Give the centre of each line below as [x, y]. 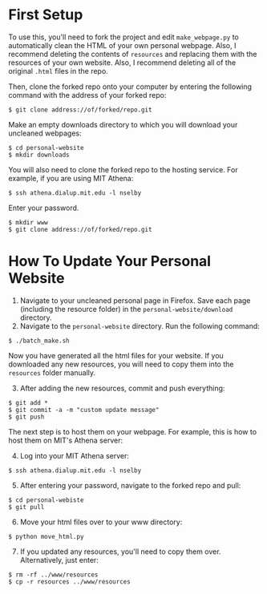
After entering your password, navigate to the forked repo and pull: [130, 485]
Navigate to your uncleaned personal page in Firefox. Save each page [135, 300]
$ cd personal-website [46, 147]
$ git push [26, 417]
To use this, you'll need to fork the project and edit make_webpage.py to [123, 37]
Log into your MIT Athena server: [75, 455]
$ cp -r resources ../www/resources [69, 582]
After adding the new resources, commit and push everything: [122, 388]
